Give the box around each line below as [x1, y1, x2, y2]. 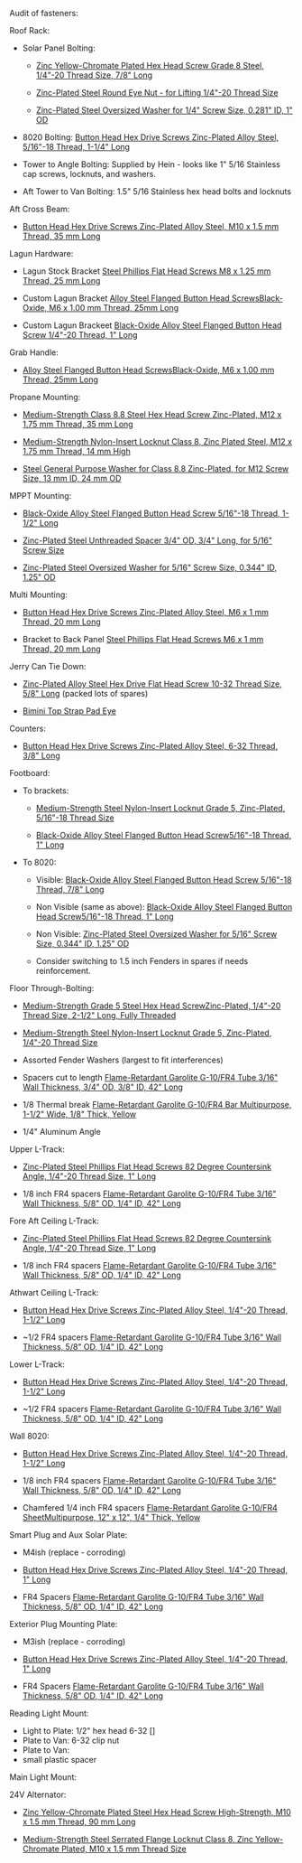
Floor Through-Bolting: [9, 983, 95, 993]
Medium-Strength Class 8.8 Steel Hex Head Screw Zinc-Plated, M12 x [22, 409, 282, 419]
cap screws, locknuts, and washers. [22, 169, 156, 179]
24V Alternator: [9, 1789, 67, 1800]
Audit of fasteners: [9, 8, 78, 18]
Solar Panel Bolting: [22, 42, 96, 53]
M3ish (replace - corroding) [22, 1636, 126, 1647]
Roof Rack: [9, 25, 50, 35]
